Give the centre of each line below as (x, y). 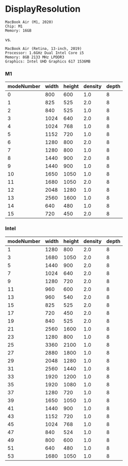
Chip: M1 (14, 26)
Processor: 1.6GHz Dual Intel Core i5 (44, 53)
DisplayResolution (43, 9)
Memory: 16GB (18, 30)
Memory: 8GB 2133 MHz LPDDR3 (35, 57)
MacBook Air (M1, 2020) (29, 22)
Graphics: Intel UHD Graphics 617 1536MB (48, 61)
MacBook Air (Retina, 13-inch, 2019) (43, 48)
